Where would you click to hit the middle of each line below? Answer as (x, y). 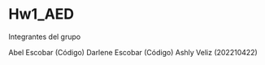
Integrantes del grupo (45, 37)
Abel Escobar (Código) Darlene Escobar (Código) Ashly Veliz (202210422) (133, 52)
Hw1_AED (41, 14)
